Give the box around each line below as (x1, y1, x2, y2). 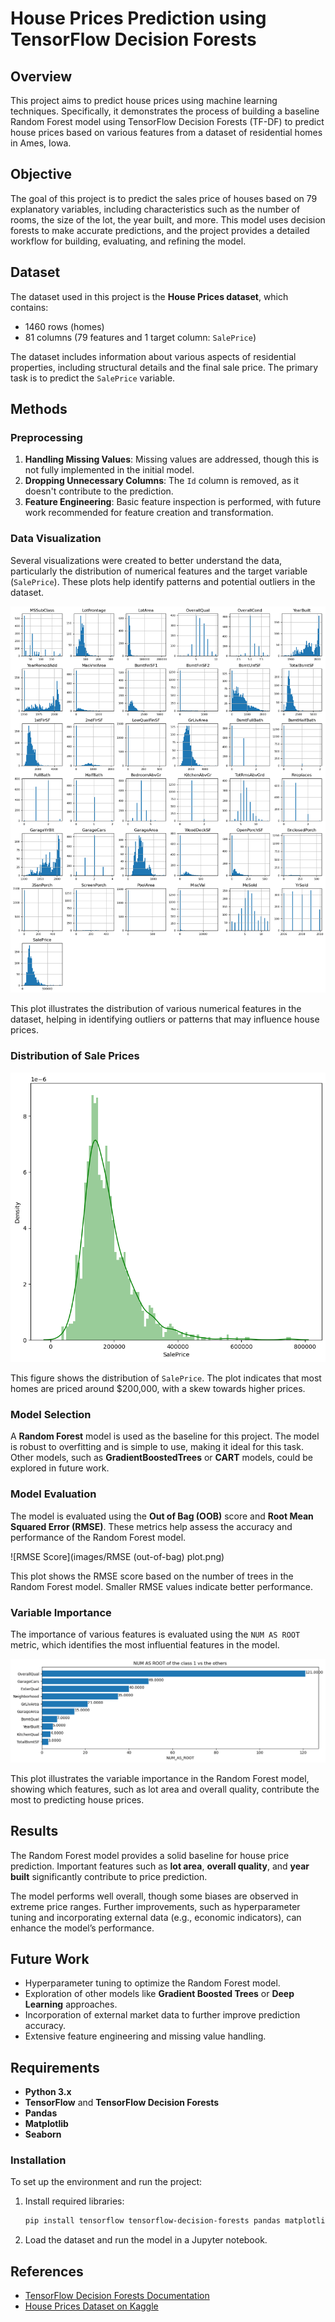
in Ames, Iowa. (10, 137, 72, 149)
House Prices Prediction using (10, 7, 267, 30)
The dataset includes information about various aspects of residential (10, 350, 297, 362)
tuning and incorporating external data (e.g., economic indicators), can (10, 1911, 302, 1923)
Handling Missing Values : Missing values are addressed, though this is (24, 453, 320, 466)
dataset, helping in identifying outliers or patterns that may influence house (10, 1013, 320, 1026)
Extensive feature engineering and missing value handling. (24, 2030, 267, 2042)
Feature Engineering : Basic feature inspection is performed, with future (24, 496, 322, 508)
